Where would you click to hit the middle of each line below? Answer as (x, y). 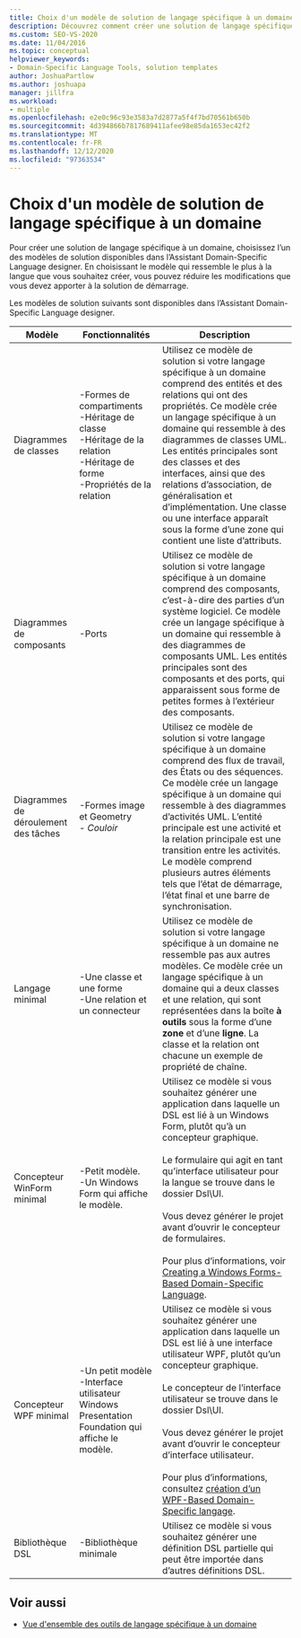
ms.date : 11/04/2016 (48, 43)
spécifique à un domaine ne (221, 943)
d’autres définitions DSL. (214, 1571)
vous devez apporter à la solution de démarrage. (99, 286)
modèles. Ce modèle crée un (223, 966)
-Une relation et (113, 1000)
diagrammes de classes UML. (224, 440)
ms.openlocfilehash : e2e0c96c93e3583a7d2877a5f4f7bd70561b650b (130, 118)
